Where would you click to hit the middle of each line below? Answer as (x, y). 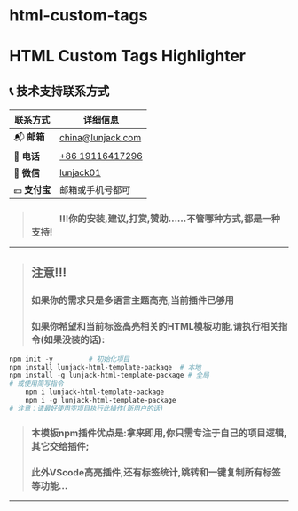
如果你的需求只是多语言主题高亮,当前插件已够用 (133, 300)
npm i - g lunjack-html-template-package (101, 401)
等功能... (49, 485)
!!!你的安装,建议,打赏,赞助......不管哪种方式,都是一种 (170, 219)
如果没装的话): (74, 340)
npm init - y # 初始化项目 (70, 359)
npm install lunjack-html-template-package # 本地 (105, 367)
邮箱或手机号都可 (95, 189)
